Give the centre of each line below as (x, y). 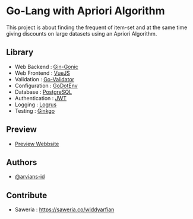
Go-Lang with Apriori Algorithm (86, 11)
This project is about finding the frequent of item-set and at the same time (97, 27)
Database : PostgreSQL (43, 92)
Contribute (27, 195)
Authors (22, 162)
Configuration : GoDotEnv (46, 85)
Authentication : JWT (41, 98)
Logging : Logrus (36, 104)
